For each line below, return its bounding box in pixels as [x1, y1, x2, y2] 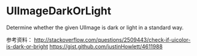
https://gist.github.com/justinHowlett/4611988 [49, 43, 163, 50]
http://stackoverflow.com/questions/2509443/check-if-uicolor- [34, 36, 191, 43]
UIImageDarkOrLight [6, 4, 112, 18]
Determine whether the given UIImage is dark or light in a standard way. [6, 24, 184, 31]
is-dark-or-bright [6, 43, 48, 50]
